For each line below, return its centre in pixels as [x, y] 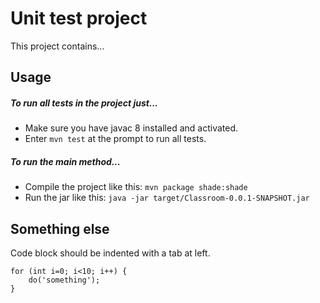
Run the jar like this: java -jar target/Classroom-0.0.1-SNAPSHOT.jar [167, 198]
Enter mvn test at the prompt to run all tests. [115, 139]
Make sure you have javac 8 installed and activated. [131, 128]
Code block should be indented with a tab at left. [110, 253]
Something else [60, 228]
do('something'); [64, 280]
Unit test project [79, 18]
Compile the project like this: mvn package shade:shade [136, 187]
